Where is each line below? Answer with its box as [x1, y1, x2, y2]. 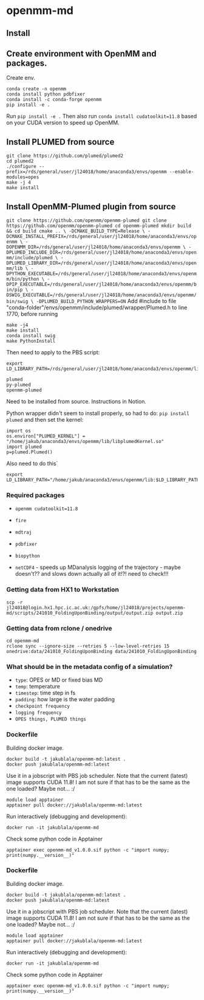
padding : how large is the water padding [15, 696, 115, 703]
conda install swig [6, 333, 56, 339]
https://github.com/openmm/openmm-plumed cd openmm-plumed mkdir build [6, 223, 191, 229]
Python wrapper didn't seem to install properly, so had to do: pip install [6, 410, 189, 417]
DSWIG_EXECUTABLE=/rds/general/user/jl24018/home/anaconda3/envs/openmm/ [6, 292, 197, 298]
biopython [15, 553, 41, 559]
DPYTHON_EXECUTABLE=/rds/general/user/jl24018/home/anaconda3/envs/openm [6, 271, 197, 277]
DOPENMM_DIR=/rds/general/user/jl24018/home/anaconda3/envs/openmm [6, 244, 181, 250]
